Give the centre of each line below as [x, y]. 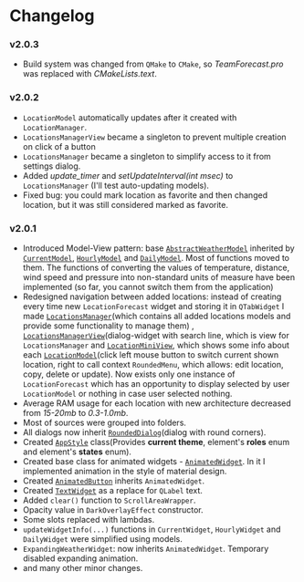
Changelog [52, 16]
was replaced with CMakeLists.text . [89, 74]
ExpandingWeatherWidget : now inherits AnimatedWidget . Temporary [146, 549]
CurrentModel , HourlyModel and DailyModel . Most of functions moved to [156, 258]
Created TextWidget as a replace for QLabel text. [113, 491]
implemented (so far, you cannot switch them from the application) [148, 287]
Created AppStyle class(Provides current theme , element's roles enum [156, 442]
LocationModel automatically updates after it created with [130, 117]
